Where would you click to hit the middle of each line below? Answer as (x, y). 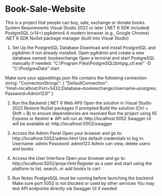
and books (23, 149)
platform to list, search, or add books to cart (56, 168)
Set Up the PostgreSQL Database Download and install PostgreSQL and (84, 47)
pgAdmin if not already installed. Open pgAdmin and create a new (78, 53)
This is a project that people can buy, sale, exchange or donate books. (75, 22)
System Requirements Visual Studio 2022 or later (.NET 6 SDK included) (77, 27)
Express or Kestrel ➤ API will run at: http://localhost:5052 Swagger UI (82, 118)
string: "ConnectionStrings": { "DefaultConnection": (57, 83)
